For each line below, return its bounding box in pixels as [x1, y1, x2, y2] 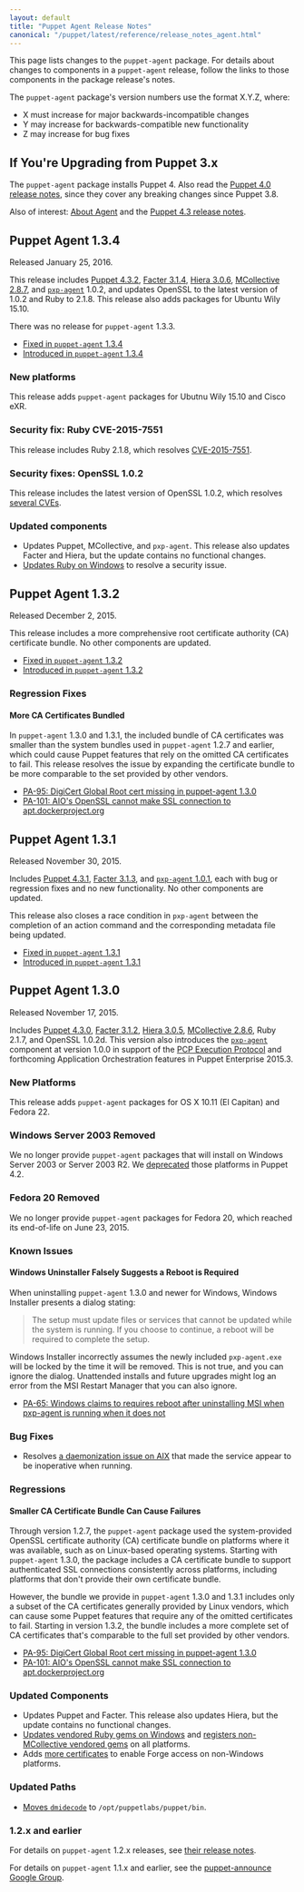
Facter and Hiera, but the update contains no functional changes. [22, 550, 267, 561]
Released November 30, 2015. [9, 855, 123, 867]
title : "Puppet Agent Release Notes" [9, 22, 152, 31]
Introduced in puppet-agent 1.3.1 [22, 956, 142, 967]
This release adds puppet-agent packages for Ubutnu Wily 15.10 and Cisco [9, 391, 286, 402]
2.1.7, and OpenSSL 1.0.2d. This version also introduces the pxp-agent [9, 1034, 268, 1044]
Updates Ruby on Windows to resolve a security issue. [22, 560, 227, 571]
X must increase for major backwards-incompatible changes [22, 110, 250, 121]
